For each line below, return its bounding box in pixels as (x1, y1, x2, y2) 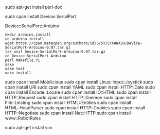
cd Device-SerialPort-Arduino (5, 53, 67, 58)
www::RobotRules (5, 115, 41, 121)
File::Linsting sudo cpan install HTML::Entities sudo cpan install (5, 100, 131, 105)
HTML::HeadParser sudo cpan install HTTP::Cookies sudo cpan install (5, 105, 145, 111)
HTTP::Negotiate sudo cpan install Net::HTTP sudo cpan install (5, 110, 131, 116)
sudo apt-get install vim (5, 125, 53, 130)
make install (5, 70, 32, 75)
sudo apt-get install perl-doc (5, 4, 63, 10)
